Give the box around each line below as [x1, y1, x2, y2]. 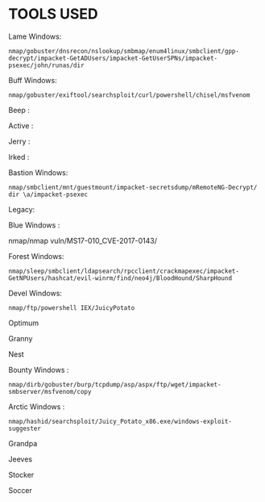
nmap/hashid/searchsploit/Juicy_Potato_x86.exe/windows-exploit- [8, 417, 232, 425]
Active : [8, 120, 34, 130]
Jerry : [8, 136, 31, 146]
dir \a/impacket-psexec [8, 190, 89, 199]
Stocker [8, 470, 35, 479]
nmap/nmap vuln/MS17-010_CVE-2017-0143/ [8, 236, 157, 245]
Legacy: [8, 204, 35, 214]
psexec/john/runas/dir [8, 61, 85, 69]
